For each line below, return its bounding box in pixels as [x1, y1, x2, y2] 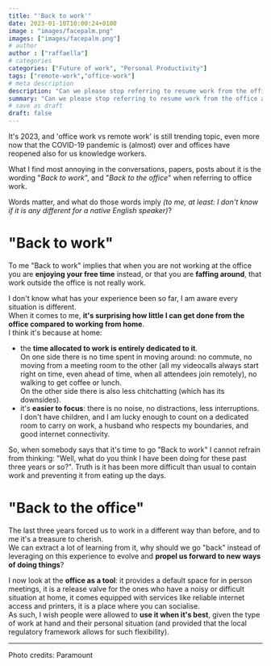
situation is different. [8, 302, 77, 312]
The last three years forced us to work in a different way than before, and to [8, 526, 261, 535]
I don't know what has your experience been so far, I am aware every [8, 293, 238, 303]
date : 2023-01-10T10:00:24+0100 [8, 19, 117, 27]
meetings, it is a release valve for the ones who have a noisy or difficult [8, 584, 244, 593]
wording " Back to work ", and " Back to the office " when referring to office [8, 173, 252, 182]
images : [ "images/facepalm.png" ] [8, 34, 121, 43]
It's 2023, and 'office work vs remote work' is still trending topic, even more [8, 132, 260, 141]
